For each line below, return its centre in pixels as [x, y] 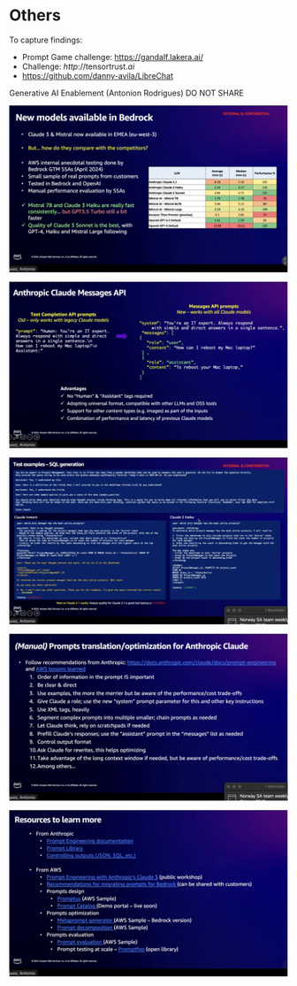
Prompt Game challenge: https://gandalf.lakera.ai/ [112, 57]
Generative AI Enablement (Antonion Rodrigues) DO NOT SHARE [127, 93]
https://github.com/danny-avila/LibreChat [98, 75]
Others [35, 15]
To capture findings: [46, 40]
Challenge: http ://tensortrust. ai [78, 66]
